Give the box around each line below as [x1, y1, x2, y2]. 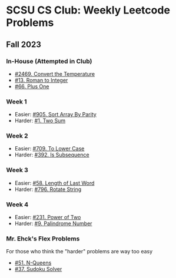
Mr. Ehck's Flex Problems [6, 235, 80, 243]
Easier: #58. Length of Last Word [14, 179, 95, 186]
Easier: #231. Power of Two [14, 214, 81, 221]
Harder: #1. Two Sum [14, 117, 66, 124]
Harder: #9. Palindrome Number [14, 220, 92, 227]
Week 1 [6, 98, 28, 106]
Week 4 [6, 200, 29, 209]
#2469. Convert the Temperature [14, 70, 95, 77]
